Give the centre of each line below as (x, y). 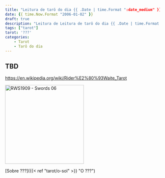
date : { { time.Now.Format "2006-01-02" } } (49, 14)
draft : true (17, 19)
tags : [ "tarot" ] (22, 28)
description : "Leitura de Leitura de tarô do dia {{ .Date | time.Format (82, 23)
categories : (17, 37)
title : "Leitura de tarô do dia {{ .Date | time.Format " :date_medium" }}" (84, 10)
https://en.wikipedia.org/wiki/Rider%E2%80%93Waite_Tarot (66, 78)
